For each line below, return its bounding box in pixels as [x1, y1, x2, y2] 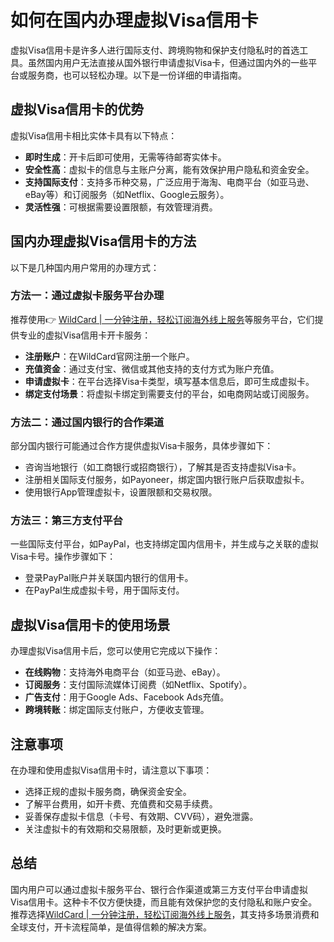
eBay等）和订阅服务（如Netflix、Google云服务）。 [24, 188, 230, 200]
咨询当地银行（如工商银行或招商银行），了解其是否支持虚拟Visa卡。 [24, 461, 302, 473]
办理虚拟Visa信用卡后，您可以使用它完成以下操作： [10, 645, 222, 657]
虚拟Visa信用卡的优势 [10, 101, 145, 118]
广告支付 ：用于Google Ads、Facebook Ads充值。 [24, 691, 230, 703]
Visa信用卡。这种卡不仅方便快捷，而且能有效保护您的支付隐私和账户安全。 [10, 896, 318, 908]
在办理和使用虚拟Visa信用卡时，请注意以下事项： [10, 764, 213, 776]
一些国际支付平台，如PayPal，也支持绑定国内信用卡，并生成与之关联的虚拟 [10, 538, 319, 550]
